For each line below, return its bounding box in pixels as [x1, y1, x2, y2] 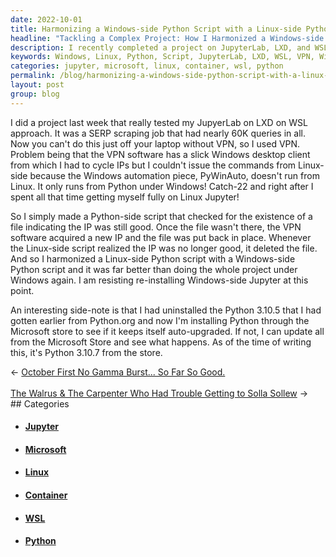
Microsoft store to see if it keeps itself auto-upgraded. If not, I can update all [10, 325, 325, 337]
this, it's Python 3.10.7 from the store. [10, 346, 163, 358]
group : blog [10, 89, 60, 99]
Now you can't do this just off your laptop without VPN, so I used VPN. [10, 137, 301, 150]
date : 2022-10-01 [10, 14, 83, 25]
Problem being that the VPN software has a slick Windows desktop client [10, 148, 311, 160]
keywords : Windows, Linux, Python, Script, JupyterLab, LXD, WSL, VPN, [10, 52, 315, 62]
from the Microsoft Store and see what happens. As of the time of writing [10, 336, 312, 348]
